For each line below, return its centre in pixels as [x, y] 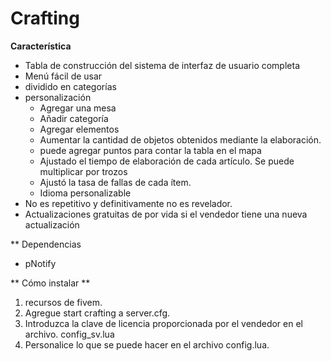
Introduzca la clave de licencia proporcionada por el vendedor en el [163, 323]
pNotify [40, 263]
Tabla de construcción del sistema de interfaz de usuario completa [162, 65]
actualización [52, 224]
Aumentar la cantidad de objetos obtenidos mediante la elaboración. [180, 139]
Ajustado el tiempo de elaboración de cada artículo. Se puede [167, 161]
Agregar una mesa [78, 108]
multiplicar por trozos [83, 171]
